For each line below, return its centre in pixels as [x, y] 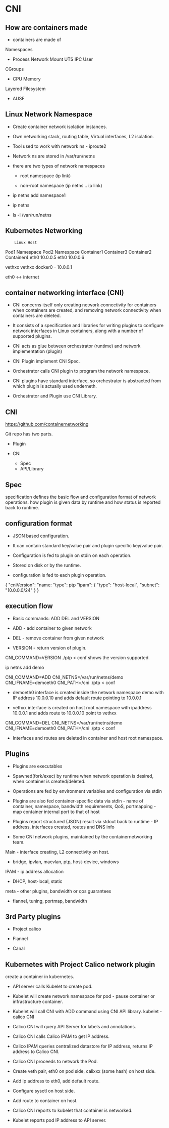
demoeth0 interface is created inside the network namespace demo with [88, 692]
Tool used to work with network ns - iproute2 [60, 146]
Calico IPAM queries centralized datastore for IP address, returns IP [82, 1046]
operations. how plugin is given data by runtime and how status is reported [83, 502]
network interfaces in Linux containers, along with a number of [78, 331]
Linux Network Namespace [49, 114]
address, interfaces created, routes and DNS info [63, 827]
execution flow [29, 606]
